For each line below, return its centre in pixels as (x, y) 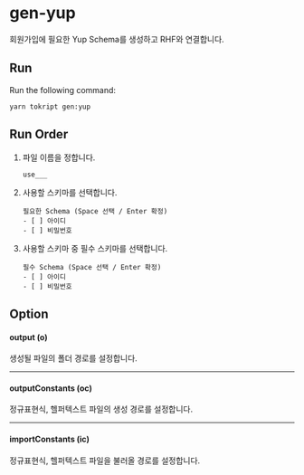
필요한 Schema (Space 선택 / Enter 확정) (95, 211)
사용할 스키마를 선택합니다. (70, 192)
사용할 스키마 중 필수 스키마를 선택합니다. (95, 248)
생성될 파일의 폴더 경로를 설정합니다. (73, 358)
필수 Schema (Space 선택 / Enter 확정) (92, 267)
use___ (35, 175)
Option (29, 313)
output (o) (28, 337)
